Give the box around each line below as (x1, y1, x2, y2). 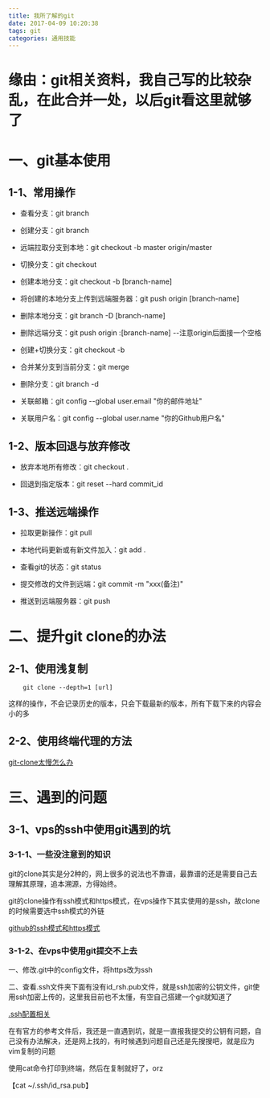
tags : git (8, 27, 42, 35)
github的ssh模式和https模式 (8, 923, 100, 932)
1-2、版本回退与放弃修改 (8, 439, 130, 453)
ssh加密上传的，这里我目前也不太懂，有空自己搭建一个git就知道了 (14, 992, 233, 1002)
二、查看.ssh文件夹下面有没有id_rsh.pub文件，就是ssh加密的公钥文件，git (8, 982, 253, 992)
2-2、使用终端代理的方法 (8, 735, 133, 748)
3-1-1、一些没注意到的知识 (8, 849, 111, 860)
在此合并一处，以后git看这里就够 (36, 92, 252, 109)
